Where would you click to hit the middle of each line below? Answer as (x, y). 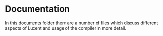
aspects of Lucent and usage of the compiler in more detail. (66, 28)
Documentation (38, 9)
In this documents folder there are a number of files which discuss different (81, 23)
